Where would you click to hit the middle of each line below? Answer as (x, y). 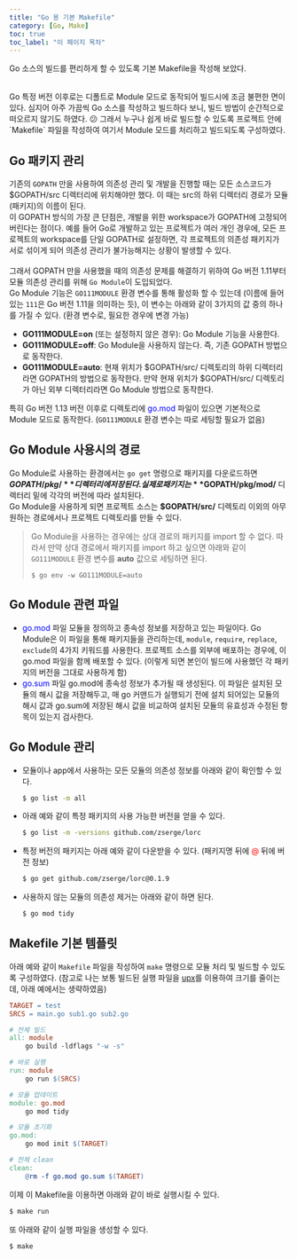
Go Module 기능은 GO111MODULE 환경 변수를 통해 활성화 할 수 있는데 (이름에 (138, 293)
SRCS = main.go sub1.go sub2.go (69, 1014)
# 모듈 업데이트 (34, 1095)
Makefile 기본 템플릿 (63, 944)
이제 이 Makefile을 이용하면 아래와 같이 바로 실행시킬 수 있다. (114, 1194)
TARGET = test (35, 1005)
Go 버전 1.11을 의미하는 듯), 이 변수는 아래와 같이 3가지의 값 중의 (157, 304)
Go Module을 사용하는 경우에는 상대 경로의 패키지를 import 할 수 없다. (152, 536)
